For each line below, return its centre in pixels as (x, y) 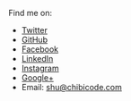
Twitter (35, 30)
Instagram (40, 68)
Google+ (38, 78)
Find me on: (31, 13)
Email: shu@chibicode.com (72, 87)
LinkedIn (37, 59)
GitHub (35, 40)
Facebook (40, 49)
